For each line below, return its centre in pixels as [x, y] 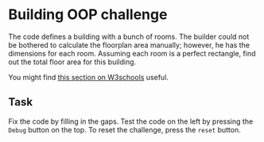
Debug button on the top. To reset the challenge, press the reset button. [124, 129]
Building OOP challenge [88, 15]
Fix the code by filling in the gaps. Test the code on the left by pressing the [131, 121]
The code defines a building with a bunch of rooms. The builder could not [129, 36]
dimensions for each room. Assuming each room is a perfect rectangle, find [132, 53]
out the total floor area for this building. [72, 62]
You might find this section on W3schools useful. [89, 77]
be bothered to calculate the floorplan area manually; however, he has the [129, 44]
